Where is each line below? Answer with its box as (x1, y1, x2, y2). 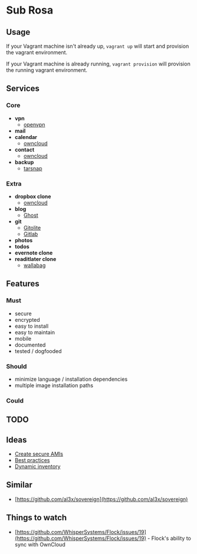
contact (14, 146, 35, 153)
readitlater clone (14, 255, 57, 262)
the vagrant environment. (6, 49, 68, 56)
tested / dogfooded (14, 347, 62, 354)
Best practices (14, 457, 50, 464)
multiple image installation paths (14, 381, 93, 389)
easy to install (14, 322, 49, 329)
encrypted (14, 316, 40, 323)
